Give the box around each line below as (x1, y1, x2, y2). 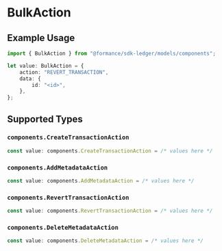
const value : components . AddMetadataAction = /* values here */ (7, 177, 195, 184)
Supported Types (7, 113, 84, 124)
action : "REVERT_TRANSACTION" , (19, 68, 109, 76)
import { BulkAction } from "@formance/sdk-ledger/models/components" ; (7, 50, 216, 57)
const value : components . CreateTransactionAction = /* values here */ (7, 147, 213, 155)
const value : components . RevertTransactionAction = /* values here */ (7, 207, 213, 215)
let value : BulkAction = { (7, 62, 84, 69)
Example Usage (7, 32, 75, 44)
